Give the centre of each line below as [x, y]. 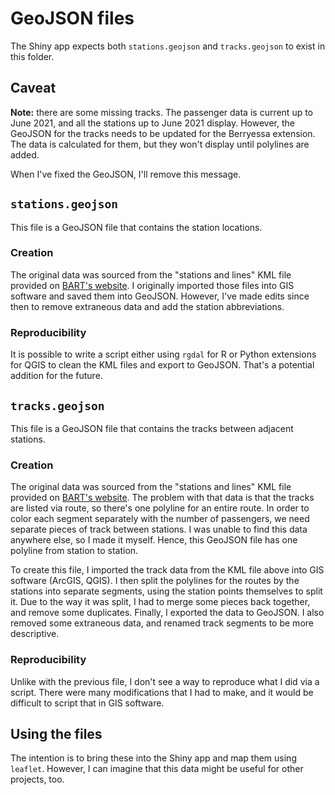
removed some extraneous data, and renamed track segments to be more [162, 623]
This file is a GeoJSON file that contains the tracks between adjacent [152, 428]
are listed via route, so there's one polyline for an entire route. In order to [160, 508]
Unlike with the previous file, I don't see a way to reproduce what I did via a [165, 681]
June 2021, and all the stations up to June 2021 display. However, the [152, 123]
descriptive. [35, 634]
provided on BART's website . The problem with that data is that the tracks [162, 498]
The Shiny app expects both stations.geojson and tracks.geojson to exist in [168, 46]
